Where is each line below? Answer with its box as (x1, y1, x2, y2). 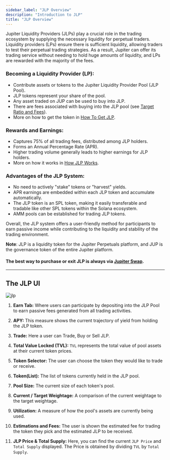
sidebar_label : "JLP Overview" (6, 7, 72, 13)
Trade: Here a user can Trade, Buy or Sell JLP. (13, 333, 110, 339)
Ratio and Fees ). (13, 108, 47, 114)
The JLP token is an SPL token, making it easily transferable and (13, 200, 147, 206)
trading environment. (6, 232, 49, 238)
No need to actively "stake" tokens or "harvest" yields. (13, 184, 127, 190)
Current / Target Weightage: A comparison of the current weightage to (13, 393, 162, 399)
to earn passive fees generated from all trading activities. (13, 308, 132, 314)
